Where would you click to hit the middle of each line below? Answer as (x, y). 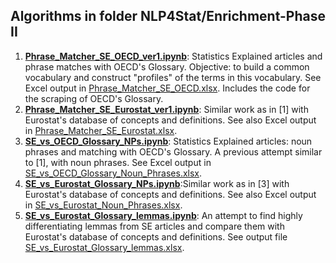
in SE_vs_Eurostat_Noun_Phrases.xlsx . (103, 205)
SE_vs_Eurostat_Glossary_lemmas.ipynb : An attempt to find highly (163, 215)
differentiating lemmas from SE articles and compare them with (154, 226)
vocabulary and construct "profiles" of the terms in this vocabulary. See (173, 77)
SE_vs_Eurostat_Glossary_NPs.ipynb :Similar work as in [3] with (157, 183)
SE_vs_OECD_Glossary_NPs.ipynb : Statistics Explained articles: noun (168, 141)
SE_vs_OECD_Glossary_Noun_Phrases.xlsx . (113, 173)
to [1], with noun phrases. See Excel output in (118, 162)
